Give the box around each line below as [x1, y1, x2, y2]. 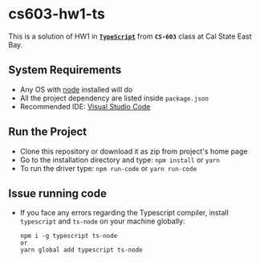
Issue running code [8, 186, 107, 200]
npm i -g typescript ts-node [19, 232, 118, 240]
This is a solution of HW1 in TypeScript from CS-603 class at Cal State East [8, 31, 252, 41]
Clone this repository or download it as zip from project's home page [19, 146, 248, 156]
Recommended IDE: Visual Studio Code [19, 101, 151, 111]
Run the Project [8, 125, 87, 139]
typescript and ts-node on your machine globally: [19, 216, 185, 226]
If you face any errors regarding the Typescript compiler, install [19, 208, 229, 218]
